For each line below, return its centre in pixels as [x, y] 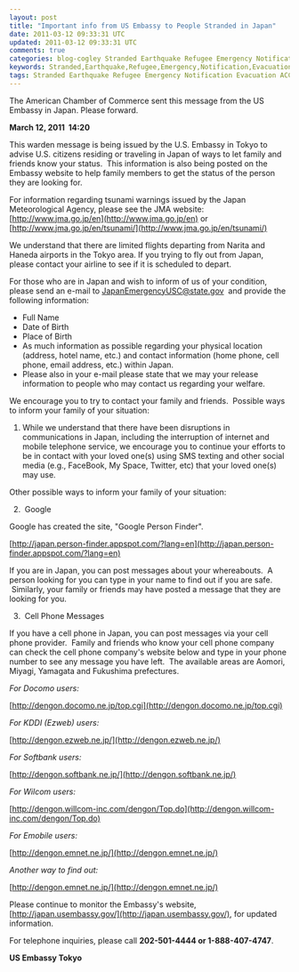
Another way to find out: [54, 870]
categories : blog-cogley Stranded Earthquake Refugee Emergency [131, 59]
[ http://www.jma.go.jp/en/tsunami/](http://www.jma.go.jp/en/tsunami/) [138, 228]
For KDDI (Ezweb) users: [54, 722]
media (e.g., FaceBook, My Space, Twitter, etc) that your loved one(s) [149, 465]
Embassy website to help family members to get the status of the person [142, 173]
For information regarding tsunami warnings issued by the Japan [128, 199]
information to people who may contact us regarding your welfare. [143, 383]
